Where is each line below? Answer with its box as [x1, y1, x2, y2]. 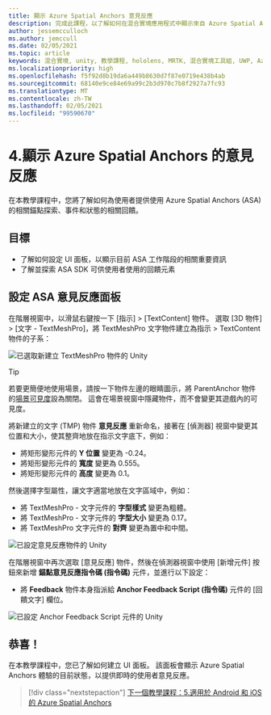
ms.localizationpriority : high [8, 65, 114, 73]
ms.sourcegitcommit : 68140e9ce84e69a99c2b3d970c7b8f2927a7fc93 [8, 79, 226, 87]
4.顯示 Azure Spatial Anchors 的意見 [8, 147, 254, 166]
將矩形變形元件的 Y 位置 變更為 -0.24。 [19, 448, 151, 457]
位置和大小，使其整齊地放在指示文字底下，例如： [8, 431, 171, 440]
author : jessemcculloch [8, 27, 89, 35]
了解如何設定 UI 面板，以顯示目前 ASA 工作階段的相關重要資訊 [19, 254, 227, 263]
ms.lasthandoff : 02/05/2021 [8, 102, 103, 110]
